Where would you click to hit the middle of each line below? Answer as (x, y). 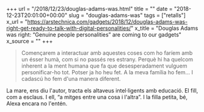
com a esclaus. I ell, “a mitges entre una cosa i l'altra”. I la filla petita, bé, (97, 97)
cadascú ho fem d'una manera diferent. (71, 79)
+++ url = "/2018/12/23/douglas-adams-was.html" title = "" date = (89, 9)
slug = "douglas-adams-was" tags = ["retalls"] (127, 15)
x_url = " (17, 22)
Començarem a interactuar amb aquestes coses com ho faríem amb (107, 53)
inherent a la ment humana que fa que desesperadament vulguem (104, 66)
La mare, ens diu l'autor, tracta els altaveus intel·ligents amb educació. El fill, (102, 90)
